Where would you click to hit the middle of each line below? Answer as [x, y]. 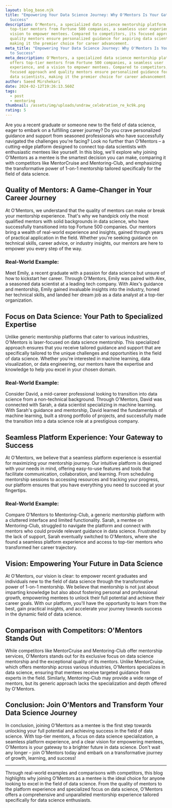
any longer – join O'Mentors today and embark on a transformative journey [84, 753]
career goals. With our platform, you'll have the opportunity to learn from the [86, 603]
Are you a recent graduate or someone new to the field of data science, [81, 125]
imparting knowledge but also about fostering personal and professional [81, 593]
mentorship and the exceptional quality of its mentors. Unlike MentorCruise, [85, 661]
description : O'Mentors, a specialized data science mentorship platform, [87, 24]
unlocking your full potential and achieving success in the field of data [79, 731]
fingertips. [16, 490]
